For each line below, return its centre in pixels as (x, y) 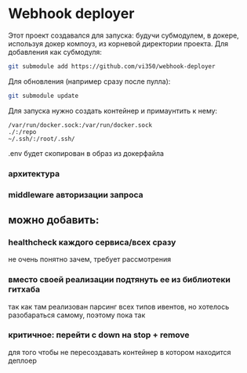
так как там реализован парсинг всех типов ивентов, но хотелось (119, 306)
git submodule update (44, 96)
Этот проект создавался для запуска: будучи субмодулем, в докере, (123, 35)
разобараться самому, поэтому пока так (77, 315)
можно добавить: (54, 220)
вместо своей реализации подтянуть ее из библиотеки (120, 280)
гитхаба (24, 289)
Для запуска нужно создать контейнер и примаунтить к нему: (113, 110)
